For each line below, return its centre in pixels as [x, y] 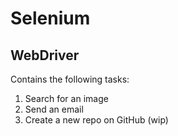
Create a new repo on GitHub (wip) [96, 120]
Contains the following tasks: [70, 79]
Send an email [54, 109]
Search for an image [66, 98]
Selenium [50, 18]
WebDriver [45, 55]
